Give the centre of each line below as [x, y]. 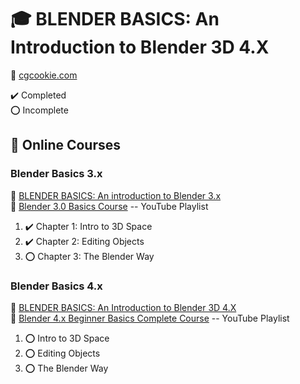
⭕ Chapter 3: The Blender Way [89, 256]
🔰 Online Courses [66, 145]
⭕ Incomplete [39, 110]
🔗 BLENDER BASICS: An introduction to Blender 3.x [116, 195]
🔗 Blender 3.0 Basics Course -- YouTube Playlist [109, 206]
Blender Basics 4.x [56, 286]
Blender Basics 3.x [56, 174]
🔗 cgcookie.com [44, 75]
